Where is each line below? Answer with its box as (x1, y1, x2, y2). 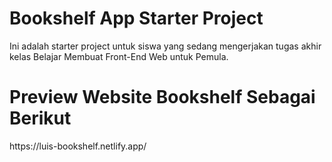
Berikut (9, 107, 72, 130)
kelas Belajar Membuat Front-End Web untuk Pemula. (9, 50, 229, 62)
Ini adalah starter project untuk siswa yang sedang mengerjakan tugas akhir (9, 40, 322, 52)
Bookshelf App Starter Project (9, 7, 264, 30)
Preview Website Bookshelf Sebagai (9, 86, 316, 109)
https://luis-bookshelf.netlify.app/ (9, 140, 147, 152)
